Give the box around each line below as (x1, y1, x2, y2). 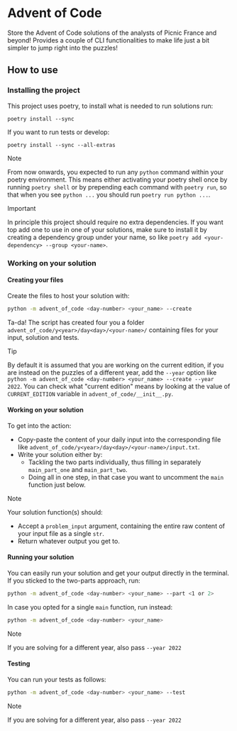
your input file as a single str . (17, 529, 105, 537)
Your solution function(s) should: (7, 507, 103, 516)
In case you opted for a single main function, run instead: (7, 603, 172, 611)
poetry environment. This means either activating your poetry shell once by (7, 175, 228, 184)
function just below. (28, 480, 87, 489)
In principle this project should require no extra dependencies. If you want (7, 218, 224, 226)
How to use (7, 64, 58, 76)
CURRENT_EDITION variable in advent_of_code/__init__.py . (7, 389, 174, 398)
